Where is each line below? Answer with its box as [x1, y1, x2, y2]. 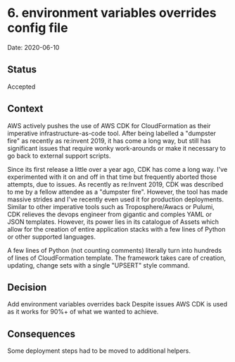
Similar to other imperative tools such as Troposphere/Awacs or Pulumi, [7, 202, 215, 211]
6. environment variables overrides [7, 5, 217, 21]
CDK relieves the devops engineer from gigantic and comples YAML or [7, 210, 212, 218]
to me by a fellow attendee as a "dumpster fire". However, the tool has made [7, 187, 229, 196]
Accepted [7, 82, 36, 91]
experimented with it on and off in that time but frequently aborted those [7, 173, 217, 181]
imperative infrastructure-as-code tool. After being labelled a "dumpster [7, 129, 217, 137]
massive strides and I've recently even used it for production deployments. [7, 195, 224, 204]
